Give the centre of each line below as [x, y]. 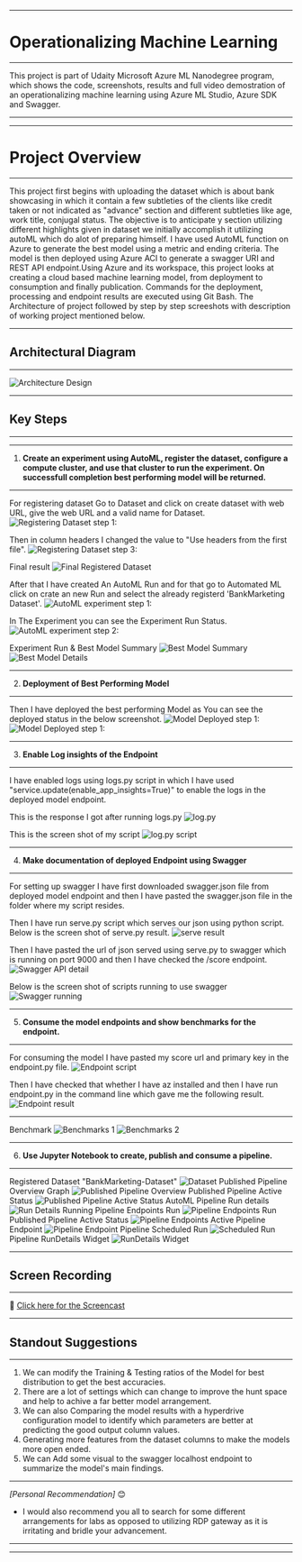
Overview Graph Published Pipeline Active [146, 1191]
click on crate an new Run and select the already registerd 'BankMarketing [147, 594]
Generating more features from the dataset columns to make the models [156, 1439]
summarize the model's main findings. [93, 1468]
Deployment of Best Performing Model [96, 683]
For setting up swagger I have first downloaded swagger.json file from [139, 886]
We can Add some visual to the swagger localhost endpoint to [137, 1459]
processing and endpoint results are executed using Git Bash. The [132, 296]
